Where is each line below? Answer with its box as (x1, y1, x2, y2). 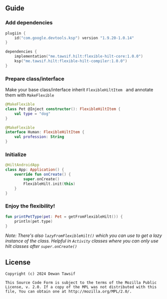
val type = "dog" (14, 111, 51, 116)
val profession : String (14, 134, 65, 139)
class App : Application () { (5, 167, 65, 172)
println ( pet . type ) (14, 219, 53, 224)
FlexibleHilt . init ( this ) (23, 181, 76, 186)
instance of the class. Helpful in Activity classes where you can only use (5, 238, 159, 244)
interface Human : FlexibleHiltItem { (5, 130, 85, 135)
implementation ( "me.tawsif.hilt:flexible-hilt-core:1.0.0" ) (14, 54, 143, 59)
